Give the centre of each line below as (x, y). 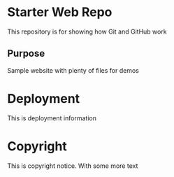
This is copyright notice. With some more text (73, 166)
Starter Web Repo (60, 12)
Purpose (26, 54)
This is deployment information (52, 118)
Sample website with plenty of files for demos (73, 70)
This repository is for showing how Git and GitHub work (87, 31)
